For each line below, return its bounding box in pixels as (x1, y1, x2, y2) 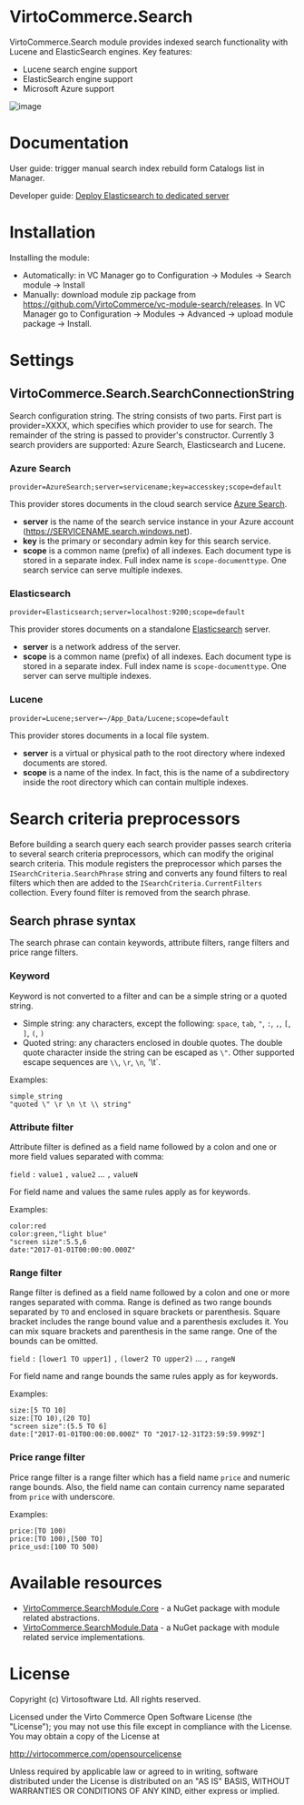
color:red (9, 1222, 47, 1231)
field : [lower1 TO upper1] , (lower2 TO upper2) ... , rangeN (9, 1354, 236, 1364)
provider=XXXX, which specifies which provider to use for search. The (9, 420, 274, 431)
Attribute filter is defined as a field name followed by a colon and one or (9, 1141, 278, 1152)
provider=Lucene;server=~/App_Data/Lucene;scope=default (9, 714, 230, 723)
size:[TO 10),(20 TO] (9, 1414, 92, 1424)
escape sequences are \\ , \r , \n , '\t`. (22, 1056, 162, 1067)
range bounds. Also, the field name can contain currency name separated (9, 1481, 286, 1492)
